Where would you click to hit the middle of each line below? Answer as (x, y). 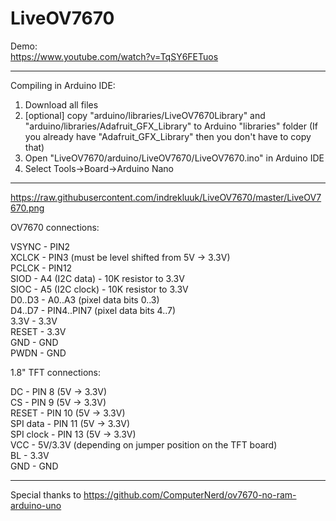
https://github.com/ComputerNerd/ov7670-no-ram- (190, 494)
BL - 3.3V (30, 455)
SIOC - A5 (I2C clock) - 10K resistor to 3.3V (99, 289)
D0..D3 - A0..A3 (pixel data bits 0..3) (85, 299)
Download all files (61, 104)
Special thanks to (46, 494)
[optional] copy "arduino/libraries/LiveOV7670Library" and (145, 115)
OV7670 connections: (55, 227)
